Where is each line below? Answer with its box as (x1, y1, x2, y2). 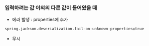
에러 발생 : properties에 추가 (12, 16, 68, 23)
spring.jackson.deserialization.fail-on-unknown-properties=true (5, 26, 144, 32)
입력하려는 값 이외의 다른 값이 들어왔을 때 (5, 4, 97, 11)
